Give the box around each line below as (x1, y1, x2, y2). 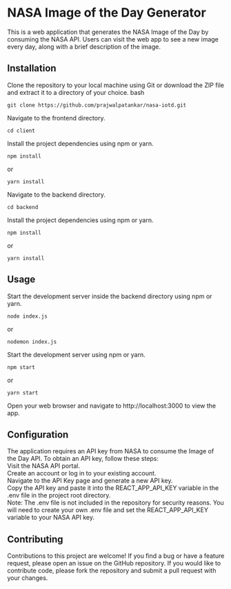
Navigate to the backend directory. (7, 190, 106, 199)
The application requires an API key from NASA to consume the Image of (7, 447, 214, 455)
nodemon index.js (7, 338, 57, 345)
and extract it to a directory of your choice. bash (7, 88, 145, 96)
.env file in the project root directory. (7, 491, 111, 500)
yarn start (7, 389, 39, 396)
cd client (7, 127, 36, 134)
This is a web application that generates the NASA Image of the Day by (7, 28, 209, 36)
